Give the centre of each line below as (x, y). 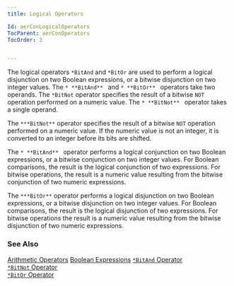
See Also (23, 244)
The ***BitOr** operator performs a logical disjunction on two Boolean (111, 196)
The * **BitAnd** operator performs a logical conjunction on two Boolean (117, 152)
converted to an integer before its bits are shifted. (80, 138)
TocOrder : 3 (25, 40)
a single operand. (33, 109)
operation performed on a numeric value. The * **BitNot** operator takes (117, 102)
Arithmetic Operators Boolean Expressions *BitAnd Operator (95, 259)
